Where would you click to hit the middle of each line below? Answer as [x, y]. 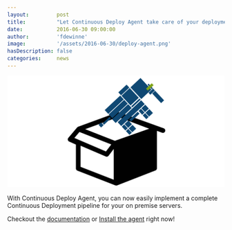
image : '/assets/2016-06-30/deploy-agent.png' [89, 44]
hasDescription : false [40, 51]
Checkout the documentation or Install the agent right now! [91, 219]
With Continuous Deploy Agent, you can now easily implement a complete [113, 198]
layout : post [38, 15]
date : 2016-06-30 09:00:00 [61, 29]
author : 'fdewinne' [48, 37]
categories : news [38, 59]
